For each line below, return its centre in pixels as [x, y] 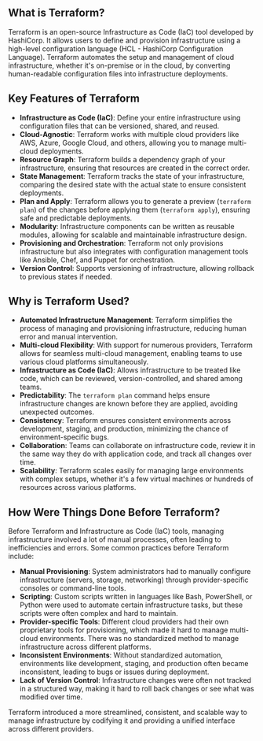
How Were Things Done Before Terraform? [114, 512]
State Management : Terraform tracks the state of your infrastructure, [132, 176]
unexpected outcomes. [57, 412]
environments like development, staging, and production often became [134, 664]
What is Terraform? [57, 13]
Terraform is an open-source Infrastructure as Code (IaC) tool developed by [131, 31]
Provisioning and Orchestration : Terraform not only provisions [121, 243]
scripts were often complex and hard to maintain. [99, 613]
